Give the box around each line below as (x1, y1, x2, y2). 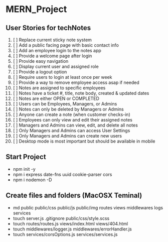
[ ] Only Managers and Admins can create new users (13, 133, 122, 139)
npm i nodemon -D (13, 177, 52, 183)
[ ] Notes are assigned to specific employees (13, 85, 106, 91)
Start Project (6, 153, 47, 161)
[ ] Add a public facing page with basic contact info (13, 42, 119, 48)
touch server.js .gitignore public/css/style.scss (13, 215, 110, 221)
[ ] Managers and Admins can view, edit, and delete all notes (13, 122, 138, 128)
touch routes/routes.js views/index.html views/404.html (13, 220, 128, 226)
